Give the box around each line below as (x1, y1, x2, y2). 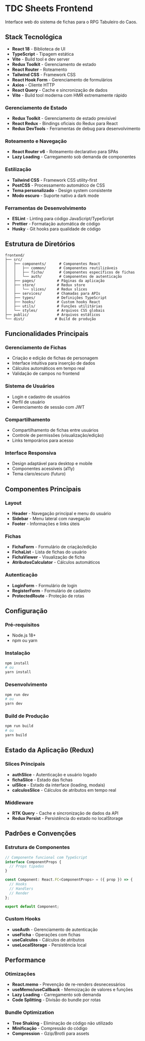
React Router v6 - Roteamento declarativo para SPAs (12, 149, 118, 155)
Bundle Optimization (5, 1009, 54, 1016)
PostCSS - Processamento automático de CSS (12, 182, 105, 188)
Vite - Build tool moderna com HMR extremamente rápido (12, 92, 127, 98)
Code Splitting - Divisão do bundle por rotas (12, 997, 101, 1003)
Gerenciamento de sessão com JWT (12, 404, 85, 410)
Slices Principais (5, 761, 45, 768)
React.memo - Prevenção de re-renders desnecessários (12, 981, 126, 987)
